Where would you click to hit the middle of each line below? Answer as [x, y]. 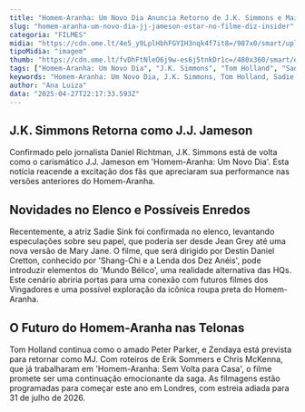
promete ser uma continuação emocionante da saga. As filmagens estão [145, 378]
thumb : [22, 60]
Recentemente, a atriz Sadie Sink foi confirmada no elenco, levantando [142, 231]
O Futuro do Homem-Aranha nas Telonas [127, 328]
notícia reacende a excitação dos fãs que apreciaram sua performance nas [150, 172]
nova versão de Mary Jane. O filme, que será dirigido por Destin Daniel [142, 251]
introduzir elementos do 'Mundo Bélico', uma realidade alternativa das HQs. [151, 270]
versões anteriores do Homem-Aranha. [83, 181]
